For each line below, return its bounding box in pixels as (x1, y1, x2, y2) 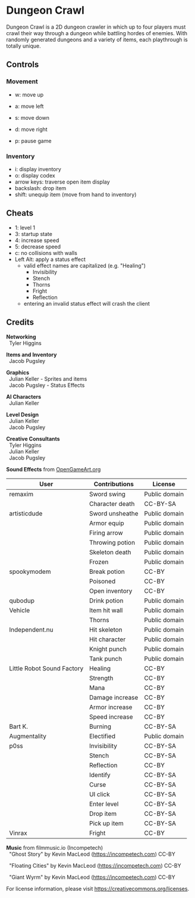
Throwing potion (89, 538, 136, 546)
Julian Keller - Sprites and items (8, 375, 87, 382)
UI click (89, 790, 110, 798)
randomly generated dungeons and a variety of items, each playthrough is (6, 36, 188, 43)
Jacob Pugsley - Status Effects (8, 381, 85, 389)
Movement (6, 77, 39, 86)
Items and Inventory (6, 351, 57, 358)
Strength (89, 674, 114, 682)
